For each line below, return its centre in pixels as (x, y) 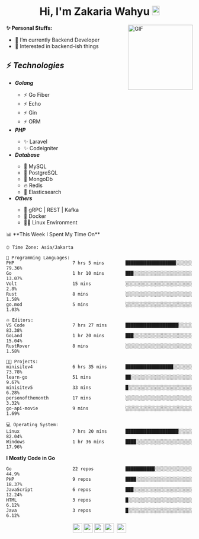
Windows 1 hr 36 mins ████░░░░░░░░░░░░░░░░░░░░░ (99, 442)
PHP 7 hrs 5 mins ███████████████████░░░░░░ (99, 263)
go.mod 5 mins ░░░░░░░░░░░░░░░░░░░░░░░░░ (99, 305)
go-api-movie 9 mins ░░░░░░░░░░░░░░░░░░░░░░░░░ (99, 408)
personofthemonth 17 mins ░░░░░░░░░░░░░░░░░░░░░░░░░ (99, 398)
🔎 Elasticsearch (42, 192)
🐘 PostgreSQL (41, 172)
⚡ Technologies (35, 66)
